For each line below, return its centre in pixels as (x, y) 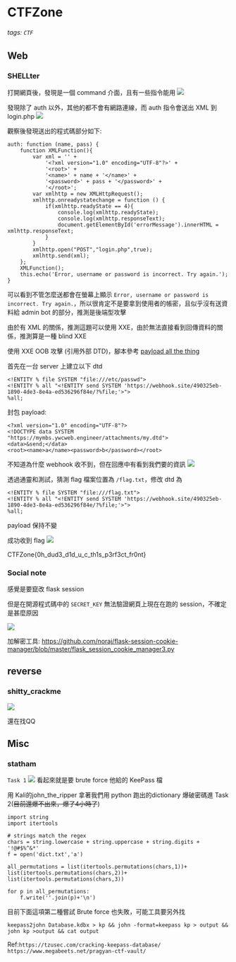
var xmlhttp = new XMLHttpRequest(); (88, 194)
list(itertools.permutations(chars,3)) (66, 879)
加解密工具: (24, 641)
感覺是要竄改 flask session (46, 589)
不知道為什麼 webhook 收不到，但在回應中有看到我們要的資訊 (97, 464)
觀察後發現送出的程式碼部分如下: (55, 131)
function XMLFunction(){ (56, 150)
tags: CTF (20, 32)
